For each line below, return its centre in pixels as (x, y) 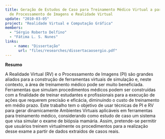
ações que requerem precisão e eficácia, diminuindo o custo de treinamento (82, 100)
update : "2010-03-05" (27, 19)
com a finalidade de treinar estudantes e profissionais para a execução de (80, 95)
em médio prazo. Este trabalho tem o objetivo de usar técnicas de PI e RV (79, 105)
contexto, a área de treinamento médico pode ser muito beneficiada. (74, 84)
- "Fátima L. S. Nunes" (34, 37)
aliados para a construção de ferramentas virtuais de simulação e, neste (78, 79)
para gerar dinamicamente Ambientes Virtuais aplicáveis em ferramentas (79, 110)
